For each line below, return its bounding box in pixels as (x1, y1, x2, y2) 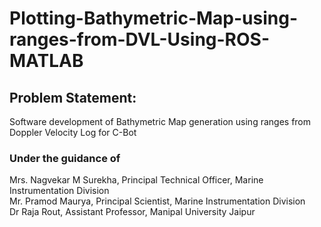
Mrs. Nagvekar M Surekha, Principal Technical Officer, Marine (9, 174, 264, 186)
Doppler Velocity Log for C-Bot (9, 127, 137, 138)
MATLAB (9, 50, 84, 72)
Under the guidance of (9, 151, 121, 165)
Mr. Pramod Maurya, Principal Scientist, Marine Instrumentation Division (9, 195, 306, 207)
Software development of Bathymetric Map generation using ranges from (9, 116, 312, 127)
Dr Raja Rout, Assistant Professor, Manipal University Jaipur (9, 206, 256, 218)
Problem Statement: (9, 89, 137, 106)
